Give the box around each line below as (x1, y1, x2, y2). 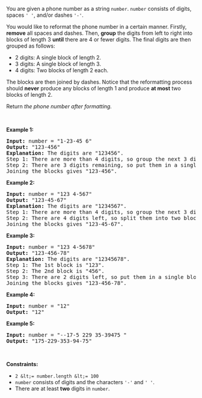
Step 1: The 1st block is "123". (6, 262, 105, 268)
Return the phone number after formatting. (6, 103, 112, 110)
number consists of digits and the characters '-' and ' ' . (14, 379, 155, 385)
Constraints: (6, 361, 38, 367)
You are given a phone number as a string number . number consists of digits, (6, 5, 192, 12)
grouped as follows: (6, 42, 55, 49)
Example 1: (6, 126, 34, 133)
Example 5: (6, 320, 35, 327)
